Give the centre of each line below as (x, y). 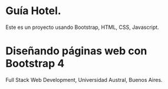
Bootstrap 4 (35, 64)
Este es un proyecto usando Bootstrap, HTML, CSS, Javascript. (83, 27)
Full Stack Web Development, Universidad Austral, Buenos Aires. (84, 80)
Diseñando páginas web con (76, 51)
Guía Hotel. (33, 11)
